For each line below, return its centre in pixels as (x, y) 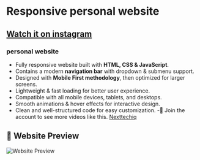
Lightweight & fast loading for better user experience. (83, 91)
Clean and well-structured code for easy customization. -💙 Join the (100, 110)
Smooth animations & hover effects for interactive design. (87, 104)
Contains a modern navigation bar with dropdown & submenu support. (105, 71)
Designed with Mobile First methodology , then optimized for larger (100, 77)
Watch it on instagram (49, 34)
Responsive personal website (83, 11)
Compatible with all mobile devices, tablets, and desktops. (88, 97)
